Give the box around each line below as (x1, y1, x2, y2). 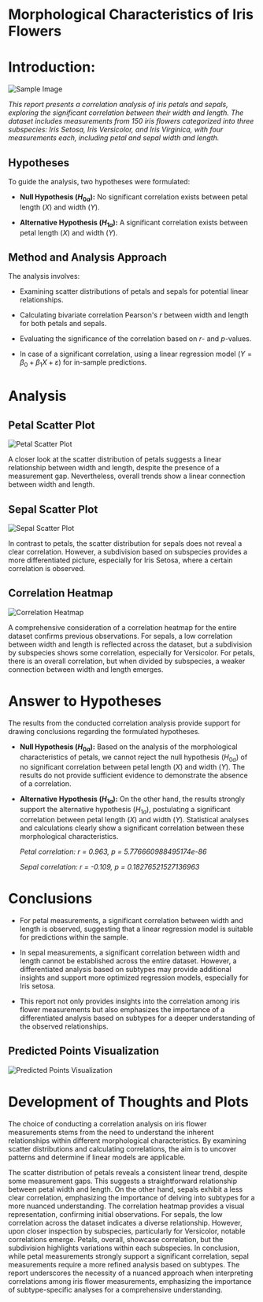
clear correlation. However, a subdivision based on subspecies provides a (8, 547, 248, 556)
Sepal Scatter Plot (8, 503, 98, 516)
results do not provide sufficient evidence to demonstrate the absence (19, 770, 248, 781)
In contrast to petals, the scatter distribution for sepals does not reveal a (8, 538, 243, 548)
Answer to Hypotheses (8, 692, 162, 710)
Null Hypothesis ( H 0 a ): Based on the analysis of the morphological (19, 742, 238, 753)
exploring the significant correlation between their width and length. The (8, 108, 244, 117)
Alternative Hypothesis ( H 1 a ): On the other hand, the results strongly (19, 794, 246, 806)
